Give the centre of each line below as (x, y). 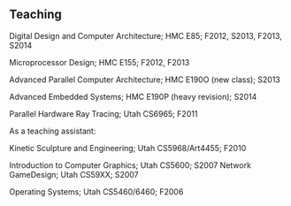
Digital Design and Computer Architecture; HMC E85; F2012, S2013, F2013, (146, 35)
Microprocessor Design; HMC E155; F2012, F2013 (100, 62)
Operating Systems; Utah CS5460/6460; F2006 (96, 191)
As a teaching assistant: (53, 131)
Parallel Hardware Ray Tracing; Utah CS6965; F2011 (103, 113)
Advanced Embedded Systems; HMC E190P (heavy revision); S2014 (133, 96)
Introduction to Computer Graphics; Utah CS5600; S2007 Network (130, 165)
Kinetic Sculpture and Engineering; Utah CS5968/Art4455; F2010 (128, 148)
